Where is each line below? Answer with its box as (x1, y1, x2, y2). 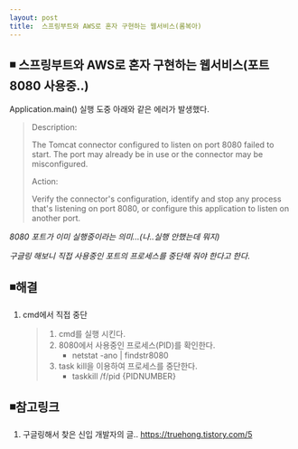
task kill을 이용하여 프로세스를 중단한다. (58, 360, 198, 371)
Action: (31, 176, 59, 187)
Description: (31, 122, 78, 133)
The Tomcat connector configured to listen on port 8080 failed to (31, 139, 275, 150)
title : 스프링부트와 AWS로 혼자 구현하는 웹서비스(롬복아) (9, 22, 202, 31)
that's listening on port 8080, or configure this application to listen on (31, 203, 290, 214)
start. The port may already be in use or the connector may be (31, 149, 264, 160)
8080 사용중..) (9, 78, 89, 93)
